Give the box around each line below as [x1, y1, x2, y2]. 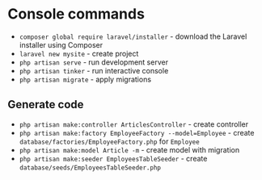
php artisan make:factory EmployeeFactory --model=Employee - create [19, 128, 255, 137]
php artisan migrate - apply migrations [19, 74, 151, 84]
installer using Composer [19, 40, 104, 49]
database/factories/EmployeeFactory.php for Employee [19, 136, 200, 146]
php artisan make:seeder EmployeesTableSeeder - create [19, 153, 208, 163]
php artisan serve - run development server [19, 57, 169, 67]
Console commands [7, 5, 145, 23]
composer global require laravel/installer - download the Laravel [19, 31, 247, 41]
